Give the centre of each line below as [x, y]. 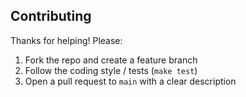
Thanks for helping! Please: [66, 40]
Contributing [51, 16]
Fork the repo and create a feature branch [111, 60]
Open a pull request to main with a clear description [130, 81]
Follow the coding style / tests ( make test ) [111, 70]
